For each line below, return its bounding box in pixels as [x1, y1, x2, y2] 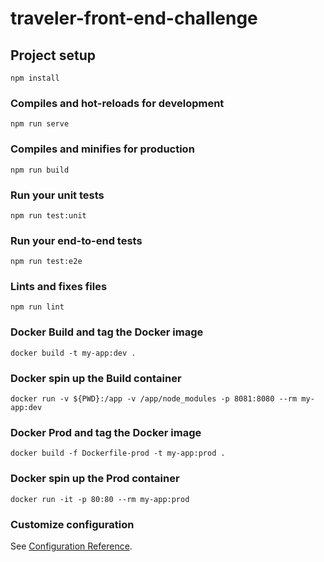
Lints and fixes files [10, 280, 108, 294]
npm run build [10, 165, 70, 175]
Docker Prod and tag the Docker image [10, 426, 202, 439]
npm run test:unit [10, 210, 87, 221]
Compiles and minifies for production [10, 142, 195, 156]
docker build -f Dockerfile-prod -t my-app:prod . [10, 448, 226, 459]
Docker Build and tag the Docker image [10, 325, 204, 339]
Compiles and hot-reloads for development [10, 96, 225, 110]
